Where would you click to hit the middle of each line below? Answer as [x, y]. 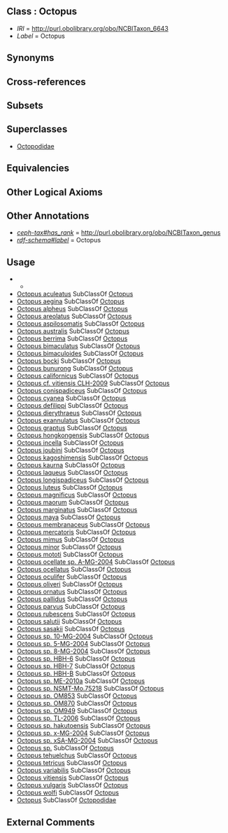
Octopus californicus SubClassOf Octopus [78, 376]
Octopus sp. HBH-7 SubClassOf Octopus [76, 666]
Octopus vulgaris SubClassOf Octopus [72, 785]
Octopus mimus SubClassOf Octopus [70, 539]
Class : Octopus [42, 12]
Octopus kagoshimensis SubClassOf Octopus [82, 457]
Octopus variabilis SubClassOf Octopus [73, 771]
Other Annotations [48, 215]
